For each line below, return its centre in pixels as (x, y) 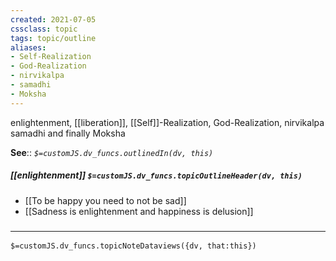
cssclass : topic (44, 29)
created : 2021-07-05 (53, 19)
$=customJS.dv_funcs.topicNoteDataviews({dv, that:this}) (133, 246)
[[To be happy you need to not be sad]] (105, 200)
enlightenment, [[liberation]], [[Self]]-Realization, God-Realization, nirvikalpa (167, 122)
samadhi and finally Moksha (68, 133)
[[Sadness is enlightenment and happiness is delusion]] (139, 211)
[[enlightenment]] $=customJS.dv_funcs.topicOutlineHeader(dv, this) (156, 175)
